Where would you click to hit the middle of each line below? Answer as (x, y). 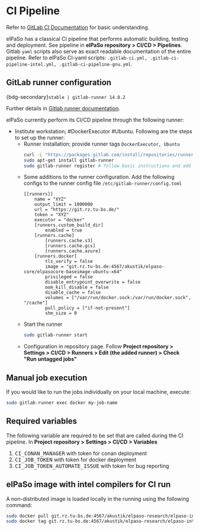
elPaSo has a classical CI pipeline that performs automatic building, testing (97, 38)
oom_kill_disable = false (77, 288)
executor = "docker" (60, 220)
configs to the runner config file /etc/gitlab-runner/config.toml (103, 183)
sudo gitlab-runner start (55, 335)
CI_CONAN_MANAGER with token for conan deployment (81, 453)
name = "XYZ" (51, 200)
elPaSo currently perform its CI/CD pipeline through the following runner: (95, 120)
